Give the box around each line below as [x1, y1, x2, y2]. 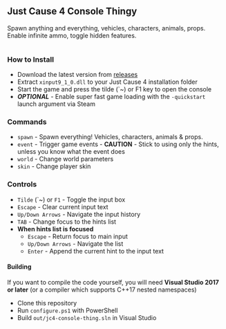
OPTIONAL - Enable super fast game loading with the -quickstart [17, 93, 206, 101]
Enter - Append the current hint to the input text [27, 247, 164, 255]
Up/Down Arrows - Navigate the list [27, 239, 124, 248]
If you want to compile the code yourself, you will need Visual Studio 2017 [7, 278, 219, 286]
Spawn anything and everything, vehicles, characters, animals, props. [7, 24, 206, 32]
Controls [7, 179, 37, 189]
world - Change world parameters [17, 155, 114, 163]
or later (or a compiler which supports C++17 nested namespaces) [7, 285, 197, 294]
